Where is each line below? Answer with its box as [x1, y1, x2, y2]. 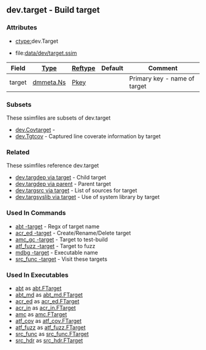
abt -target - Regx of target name [15, 222, 100, 230]
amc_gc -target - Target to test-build [15, 236, 109, 243]
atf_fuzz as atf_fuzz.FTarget [15, 324, 86, 331]
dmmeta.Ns [32, 78, 66, 87]
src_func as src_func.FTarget [15, 330, 89, 337]
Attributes [6, 23, 37, 32]
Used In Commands [6, 209, 66, 217]
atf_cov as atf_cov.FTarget [15, 317, 82, 324]
